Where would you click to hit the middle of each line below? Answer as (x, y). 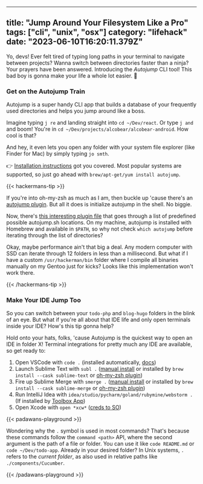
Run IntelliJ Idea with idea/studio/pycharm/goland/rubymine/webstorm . (104, 394)
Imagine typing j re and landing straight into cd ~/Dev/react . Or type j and (100, 123)
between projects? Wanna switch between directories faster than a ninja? (98, 63)
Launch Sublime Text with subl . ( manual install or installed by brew (99, 369)
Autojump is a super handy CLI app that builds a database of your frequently (101, 105)
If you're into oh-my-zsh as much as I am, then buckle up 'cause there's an (100, 198)
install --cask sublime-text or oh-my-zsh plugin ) (79, 375)
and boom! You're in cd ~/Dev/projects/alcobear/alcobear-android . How (98, 129)
